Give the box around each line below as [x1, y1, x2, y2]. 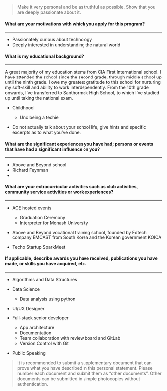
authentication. [17, 381, 48, 387]
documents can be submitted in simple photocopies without [17, 376, 140, 382]
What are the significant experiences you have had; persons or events [5, 141, 154, 147]
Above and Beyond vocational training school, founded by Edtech [12, 229, 147, 235]
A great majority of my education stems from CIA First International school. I [5, 69, 161, 75]
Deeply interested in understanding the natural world [12, 42, 121, 48]
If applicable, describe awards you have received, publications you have [5, 255, 158, 261]
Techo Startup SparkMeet [12, 244, 66, 250]
